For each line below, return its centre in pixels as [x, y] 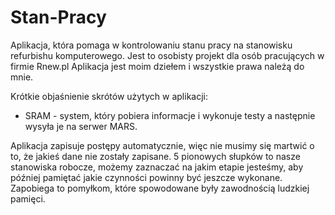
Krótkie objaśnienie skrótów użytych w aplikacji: [109, 96]
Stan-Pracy [58, 17]
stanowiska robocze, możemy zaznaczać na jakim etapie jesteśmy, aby [157, 167]
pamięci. [28, 198]
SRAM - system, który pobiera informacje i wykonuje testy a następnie [170, 115]
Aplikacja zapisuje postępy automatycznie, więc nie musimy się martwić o [162, 145]
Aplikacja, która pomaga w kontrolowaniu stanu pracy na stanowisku [151, 45]
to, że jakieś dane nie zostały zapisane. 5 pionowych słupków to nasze [155, 156]
